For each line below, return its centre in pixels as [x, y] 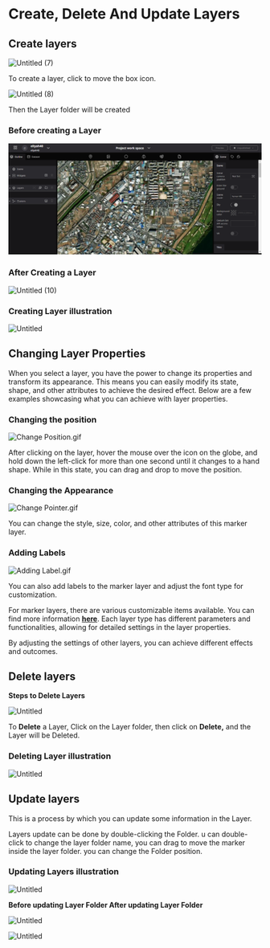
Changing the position [53, 419]
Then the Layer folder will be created [70, 110]
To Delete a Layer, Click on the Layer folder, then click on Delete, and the [130, 727]
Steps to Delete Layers [47, 696]
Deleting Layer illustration [60, 756]
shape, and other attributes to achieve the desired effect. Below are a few [130, 390]
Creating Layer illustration [60, 311]
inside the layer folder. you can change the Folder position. [106, 851]
